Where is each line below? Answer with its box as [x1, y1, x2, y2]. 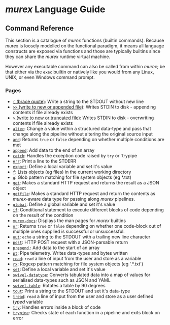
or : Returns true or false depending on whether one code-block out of [12, 223, 161, 229]
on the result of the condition [12, 212, 74, 219]
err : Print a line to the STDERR [12, 158, 76, 164]
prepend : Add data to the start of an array [12, 245, 100, 251]
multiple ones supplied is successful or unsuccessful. [12, 228, 125, 235]
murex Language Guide [5, 4, 106, 15]
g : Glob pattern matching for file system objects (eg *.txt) [12, 174, 132, 180]
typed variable [12, 299, 43, 305]
